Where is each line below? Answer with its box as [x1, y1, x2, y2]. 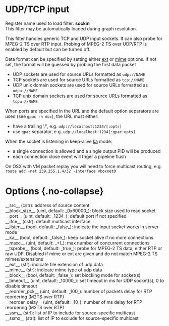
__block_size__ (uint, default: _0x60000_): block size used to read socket [5, 208, 156, 214]
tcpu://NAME [12, 99, 38, 104]
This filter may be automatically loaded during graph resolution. [5, 25, 137, 31]
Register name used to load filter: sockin [5, 20, 90, 26]
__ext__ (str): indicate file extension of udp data [5, 261, 103, 267]
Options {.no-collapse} [5, 186, 104, 197]
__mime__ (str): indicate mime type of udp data [5, 267, 102, 273]
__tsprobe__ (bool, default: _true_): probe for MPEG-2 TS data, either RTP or [5, 245, 162, 251]
